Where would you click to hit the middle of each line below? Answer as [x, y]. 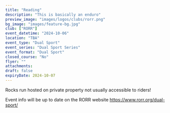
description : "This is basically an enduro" [53, 15]
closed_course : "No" [27, 57]
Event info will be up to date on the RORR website [57, 99]
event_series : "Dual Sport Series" [43, 47]
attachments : [19, 66]
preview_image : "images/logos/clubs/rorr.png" [55, 19]
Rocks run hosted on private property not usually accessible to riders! [78, 90]
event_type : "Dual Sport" [32, 43]
